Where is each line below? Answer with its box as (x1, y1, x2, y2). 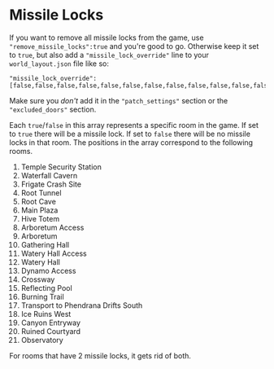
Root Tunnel (20, 187, 62, 197)
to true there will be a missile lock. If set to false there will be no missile (9, 129, 251, 138)
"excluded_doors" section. (9, 104, 97, 114)
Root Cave (20, 196, 56, 206)
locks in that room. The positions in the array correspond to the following (9, 137, 254, 147)
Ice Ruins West (20, 309, 72, 318)
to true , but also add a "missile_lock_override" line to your (9, 50, 210, 59)
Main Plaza (20, 205, 59, 215)
